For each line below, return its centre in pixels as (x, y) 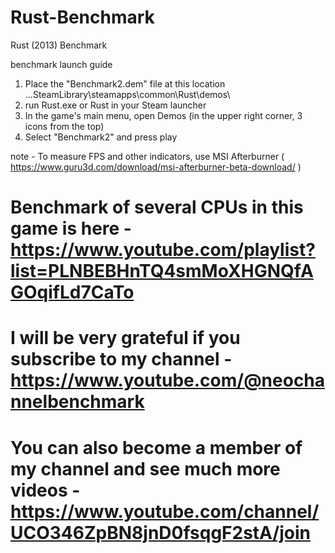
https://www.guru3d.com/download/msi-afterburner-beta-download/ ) (156, 167)
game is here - (71, 228)
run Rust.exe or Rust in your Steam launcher (115, 105)
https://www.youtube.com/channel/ (165, 511)
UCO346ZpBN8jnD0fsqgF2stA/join (160, 532)
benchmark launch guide (61, 64)
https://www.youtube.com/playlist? (163, 250)
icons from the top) (64, 126)
